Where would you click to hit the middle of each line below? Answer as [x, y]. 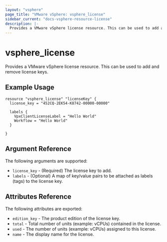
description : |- [22, 24]
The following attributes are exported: [44, 209]
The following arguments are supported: [46, 161]
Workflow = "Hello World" [41, 121]
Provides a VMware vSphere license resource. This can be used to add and [82, 67]
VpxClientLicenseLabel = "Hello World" [55, 116]
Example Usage [30, 87]
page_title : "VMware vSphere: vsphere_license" [55, 14]
